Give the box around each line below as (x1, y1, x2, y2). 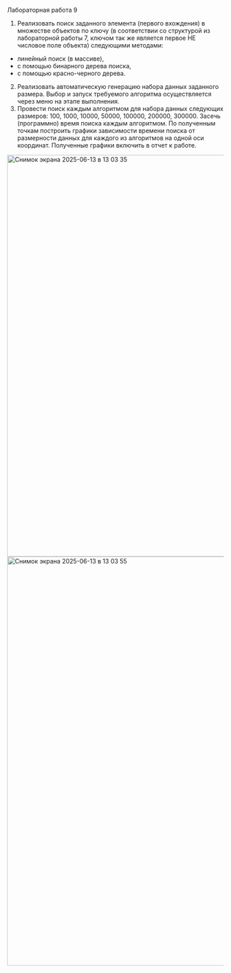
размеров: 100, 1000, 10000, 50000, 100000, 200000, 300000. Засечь (16, 112, 221, 120)
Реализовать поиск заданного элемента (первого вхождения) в (16, 19, 206, 27)
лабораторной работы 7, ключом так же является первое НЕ (16, 34, 196, 42)
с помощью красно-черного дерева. (16, 69, 126, 77)
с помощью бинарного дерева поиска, (16, 62, 132, 70)
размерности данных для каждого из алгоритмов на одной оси (16, 134, 204, 142)
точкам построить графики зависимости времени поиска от (16, 127, 195, 134)
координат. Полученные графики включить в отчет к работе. (16, 141, 197, 149)
